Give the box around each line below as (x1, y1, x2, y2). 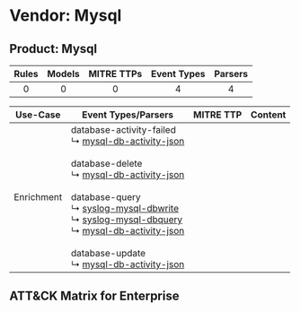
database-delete (70, 158, 143, 169)
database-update (70, 247, 146, 259)
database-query (70, 191, 141, 203)
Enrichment (13, 191, 63, 203)
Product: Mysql (9, 41, 97, 56)
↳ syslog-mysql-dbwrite (70, 203, 180, 214)
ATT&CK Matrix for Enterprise (9, 289, 180, 304)
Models (47, 68, 80, 80)
